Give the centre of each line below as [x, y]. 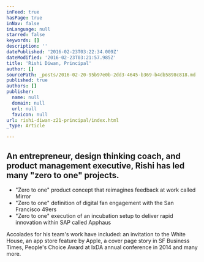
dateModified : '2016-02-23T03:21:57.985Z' [61, 58]
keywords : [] [23, 40]
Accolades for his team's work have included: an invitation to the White [96, 234]
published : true [27, 80]
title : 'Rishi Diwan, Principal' [49, 63]
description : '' [27, 47]
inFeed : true [23, 12]
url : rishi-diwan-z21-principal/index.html [63, 120]
